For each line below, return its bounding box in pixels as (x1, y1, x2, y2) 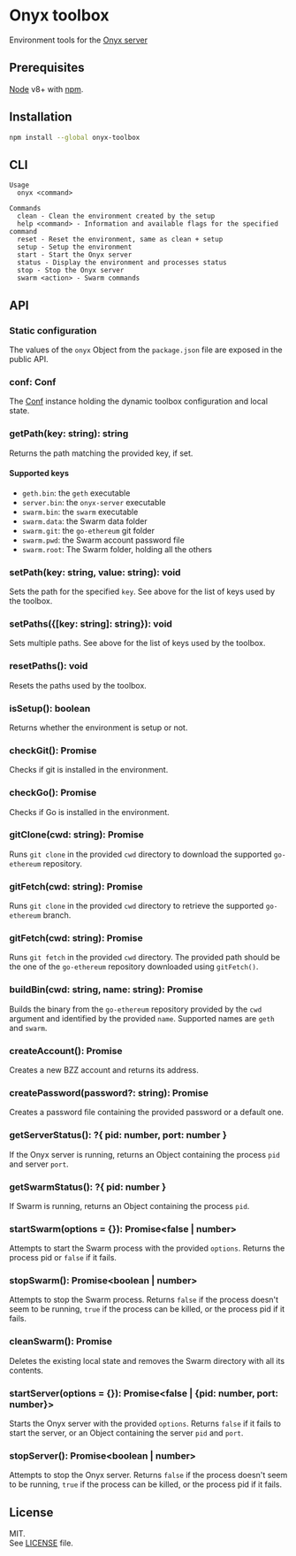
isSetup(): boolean (9, 702, 91, 714)
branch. (42, 910, 72, 921)
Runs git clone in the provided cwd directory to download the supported (9, 849, 272, 859)
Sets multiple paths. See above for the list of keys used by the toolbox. (9, 638, 266, 649)
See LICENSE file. (9, 1537, 73, 1549)
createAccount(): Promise (9, 1044, 123, 1057)
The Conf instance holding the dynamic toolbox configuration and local (9, 396, 268, 407)
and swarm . (9, 1022, 48, 1033)
